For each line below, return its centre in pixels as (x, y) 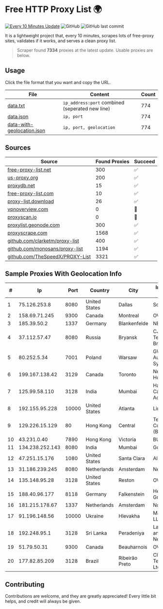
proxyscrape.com (27, 233)
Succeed (145, 161)
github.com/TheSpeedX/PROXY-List (49, 257)
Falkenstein (131, 494)
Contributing (25, 584)
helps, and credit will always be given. (43, 601)
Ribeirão (128, 558)
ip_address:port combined (94, 103)
